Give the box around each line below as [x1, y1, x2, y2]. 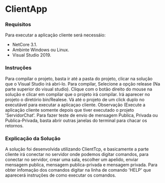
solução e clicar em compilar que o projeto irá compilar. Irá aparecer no [5, 91, 150, 97]
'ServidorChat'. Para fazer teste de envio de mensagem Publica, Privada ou [5, 112, 158, 118]
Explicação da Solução [5, 135, 61, 142]
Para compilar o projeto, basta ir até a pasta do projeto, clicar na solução [5, 75, 153, 82]
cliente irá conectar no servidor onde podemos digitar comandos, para [5, 152, 149, 157]
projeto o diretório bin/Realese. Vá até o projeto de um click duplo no [5, 96, 145, 102]
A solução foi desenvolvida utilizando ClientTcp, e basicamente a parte [5, 146, 149, 152]
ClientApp [5, 3, 48, 15]
